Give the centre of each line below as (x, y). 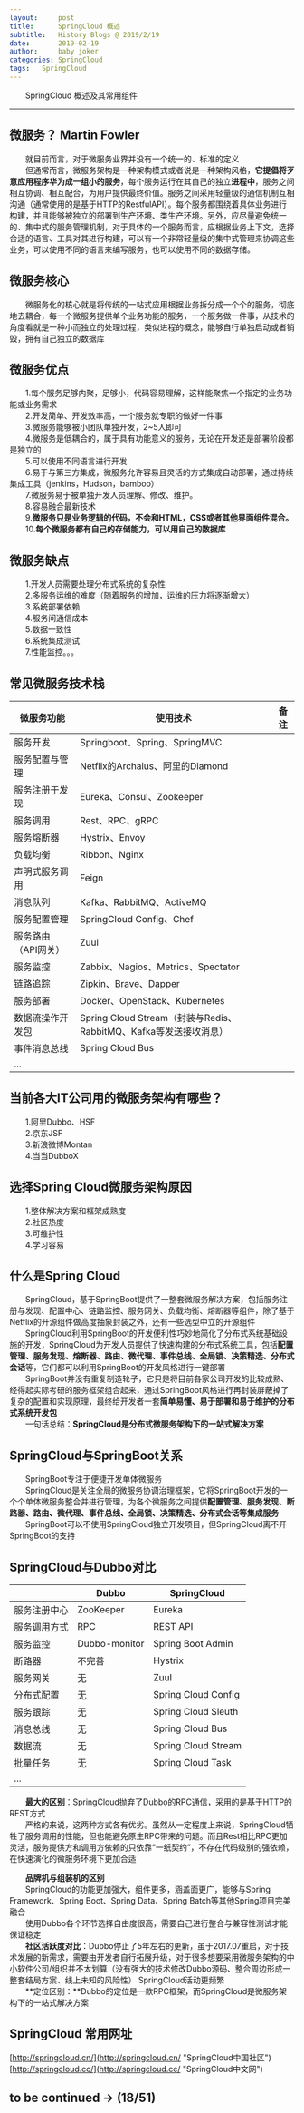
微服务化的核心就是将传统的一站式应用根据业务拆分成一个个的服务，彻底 (160, 304)
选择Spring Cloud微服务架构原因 (101, 1188)
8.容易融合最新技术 (61, 506)
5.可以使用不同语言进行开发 (76, 461)
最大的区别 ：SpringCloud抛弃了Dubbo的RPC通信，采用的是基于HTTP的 (159, 1802)
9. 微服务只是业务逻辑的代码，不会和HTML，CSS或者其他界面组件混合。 (159, 518)
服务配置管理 (42, 919)
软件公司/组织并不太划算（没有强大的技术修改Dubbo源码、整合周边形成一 (154, 1968)
